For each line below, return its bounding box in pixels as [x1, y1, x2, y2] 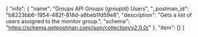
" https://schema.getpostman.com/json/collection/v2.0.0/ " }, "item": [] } [5, 24, 185, 31]
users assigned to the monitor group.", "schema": [5, 18, 130, 24]
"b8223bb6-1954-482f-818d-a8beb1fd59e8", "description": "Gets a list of [5, 11, 192, 18]
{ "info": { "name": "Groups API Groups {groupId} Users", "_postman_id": [5, 5, 189, 12]
